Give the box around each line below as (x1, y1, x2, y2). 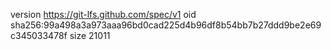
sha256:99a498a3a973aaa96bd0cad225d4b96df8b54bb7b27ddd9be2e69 (10, 19, 322, 31)
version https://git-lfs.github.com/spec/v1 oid (10, 9, 197, 20)
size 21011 (69, 30, 111, 41)
